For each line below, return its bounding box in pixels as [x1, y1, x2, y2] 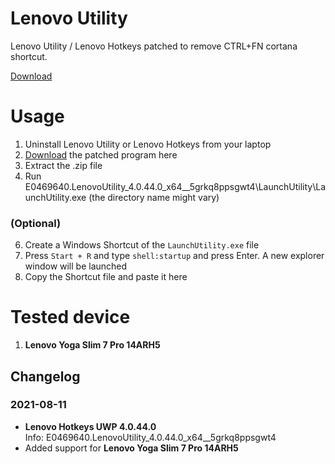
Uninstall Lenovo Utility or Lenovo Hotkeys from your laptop [24, 138, 272, 150]
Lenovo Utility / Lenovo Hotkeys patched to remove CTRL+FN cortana [10, 40, 298, 52]
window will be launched [24, 260, 128, 272]
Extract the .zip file [24, 159, 103, 171]
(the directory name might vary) [88, 191, 220, 203]
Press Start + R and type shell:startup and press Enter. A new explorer [24, 250, 325, 262]
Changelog [10, 368, 81, 385]
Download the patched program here [24, 148, 178, 161]
